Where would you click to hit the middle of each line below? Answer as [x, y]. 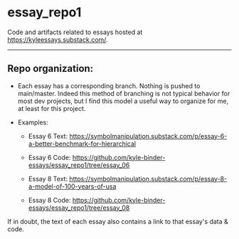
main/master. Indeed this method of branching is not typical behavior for [124, 93]
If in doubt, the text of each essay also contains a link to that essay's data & [118, 221]
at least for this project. [52, 108]
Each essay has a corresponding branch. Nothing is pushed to [109, 85]
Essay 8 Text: [48, 179]
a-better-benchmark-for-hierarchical [82, 144]
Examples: [33, 122]
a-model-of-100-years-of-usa [72, 186]
